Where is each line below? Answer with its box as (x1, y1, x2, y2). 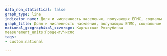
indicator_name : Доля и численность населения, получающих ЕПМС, (5, 16, 143, 21)
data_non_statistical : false (5, 7, 66, 12)
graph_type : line (5, 12, 41, 17)
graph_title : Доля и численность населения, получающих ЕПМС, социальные (5, 21, 162, 26)
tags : (5, 35, 16, 40)
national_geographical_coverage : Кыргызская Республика (5, 26, 123, 30)
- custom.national (5, 39, 43, 44)
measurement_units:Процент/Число (5, 30, 75, 35)
